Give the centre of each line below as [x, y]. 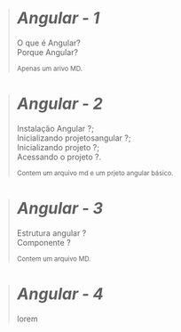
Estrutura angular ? [51, 233]
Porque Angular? [47, 52]
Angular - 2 [59, 104]
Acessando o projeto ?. [59, 157]
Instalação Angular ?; [55, 128]
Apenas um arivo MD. [50, 69]
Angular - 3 [60, 209]
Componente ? [44, 242]
